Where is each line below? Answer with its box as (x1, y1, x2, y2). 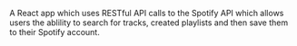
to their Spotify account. (9, 27, 100, 37)
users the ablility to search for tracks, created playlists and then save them (9, 17, 289, 28)
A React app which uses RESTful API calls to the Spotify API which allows (9, 8, 284, 18)
